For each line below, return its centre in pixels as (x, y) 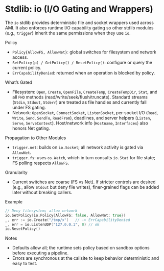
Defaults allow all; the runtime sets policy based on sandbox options (81, 248)
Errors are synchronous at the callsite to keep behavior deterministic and (85, 258)
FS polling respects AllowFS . (41, 163)
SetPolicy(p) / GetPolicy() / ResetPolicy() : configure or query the (82, 62)
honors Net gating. (31, 128)
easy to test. (25, 264)
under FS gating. (29, 107)
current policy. (27, 68)
